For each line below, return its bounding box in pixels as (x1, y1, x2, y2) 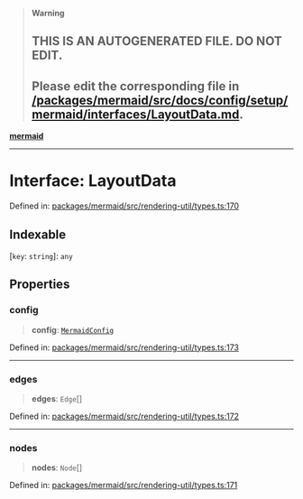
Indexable (9, 226, 67, 242)
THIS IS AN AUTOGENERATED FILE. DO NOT (31, 33, 282, 49)
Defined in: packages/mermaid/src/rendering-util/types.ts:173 (9, 342, 239, 353)
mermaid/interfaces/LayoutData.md (31, 106, 240, 122)
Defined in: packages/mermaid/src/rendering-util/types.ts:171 (9, 480, 238, 491)
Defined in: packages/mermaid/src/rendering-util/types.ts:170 (9, 200, 240, 211)
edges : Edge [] (31, 393, 83, 404)
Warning (31, 8, 65, 18)
